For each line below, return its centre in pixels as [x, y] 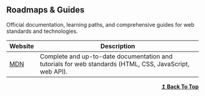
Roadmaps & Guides [45, 10]
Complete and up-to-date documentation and [106, 56]
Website [22, 46]
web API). [54, 71]
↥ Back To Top [180, 86]
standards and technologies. [42, 31]
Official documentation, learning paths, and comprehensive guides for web [100, 24]
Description [118, 46]
